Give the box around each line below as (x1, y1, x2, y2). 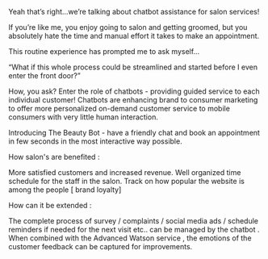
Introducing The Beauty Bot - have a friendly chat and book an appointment (8, 128, 261, 137)
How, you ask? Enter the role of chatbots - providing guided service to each (8, 86, 260, 96)
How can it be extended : (8, 201, 92, 210)
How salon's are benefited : (8, 152, 100, 161)
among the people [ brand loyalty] (8, 185, 122, 194)
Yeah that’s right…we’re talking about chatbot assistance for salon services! (8, 7, 260, 16)
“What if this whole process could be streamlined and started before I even (8, 62, 258, 72)
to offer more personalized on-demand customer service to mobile (8, 104, 230, 113)
